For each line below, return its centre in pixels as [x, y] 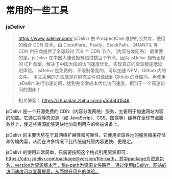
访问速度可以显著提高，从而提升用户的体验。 [53, 171]
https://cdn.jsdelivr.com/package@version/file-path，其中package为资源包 [85, 159]
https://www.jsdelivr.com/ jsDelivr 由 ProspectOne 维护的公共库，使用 [92, 38]
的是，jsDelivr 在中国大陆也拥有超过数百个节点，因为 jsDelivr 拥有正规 [92, 58]
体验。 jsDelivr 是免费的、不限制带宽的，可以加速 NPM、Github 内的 [94, 71]
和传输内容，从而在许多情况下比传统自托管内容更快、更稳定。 [71, 142]
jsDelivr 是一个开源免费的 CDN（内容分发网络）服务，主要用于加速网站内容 [85, 111]
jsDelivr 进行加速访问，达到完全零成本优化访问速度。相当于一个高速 [89, 83]
